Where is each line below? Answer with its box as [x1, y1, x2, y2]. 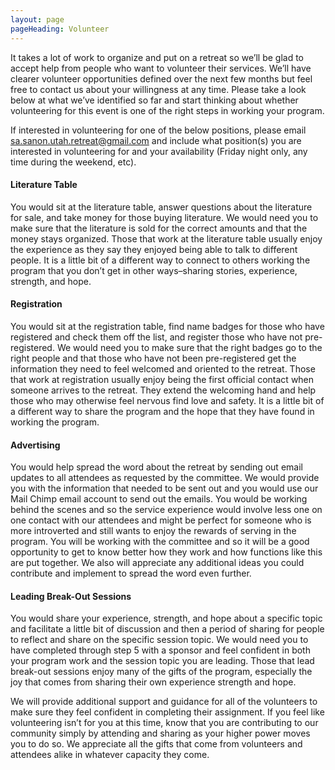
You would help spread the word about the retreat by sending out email [10, 461, 303, 473]
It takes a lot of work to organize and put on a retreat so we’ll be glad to [10, 51, 304, 63]
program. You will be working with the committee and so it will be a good [10, 536, 310, 548]
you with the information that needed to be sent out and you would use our [10, 482, 319, 495]
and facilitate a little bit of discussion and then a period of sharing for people [10, 623, 325, 635]
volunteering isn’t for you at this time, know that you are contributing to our [10, 717, 319, 729]
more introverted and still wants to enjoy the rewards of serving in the [10, 525, 297, 537]
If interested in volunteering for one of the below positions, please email [10, 124, 307, 136]
